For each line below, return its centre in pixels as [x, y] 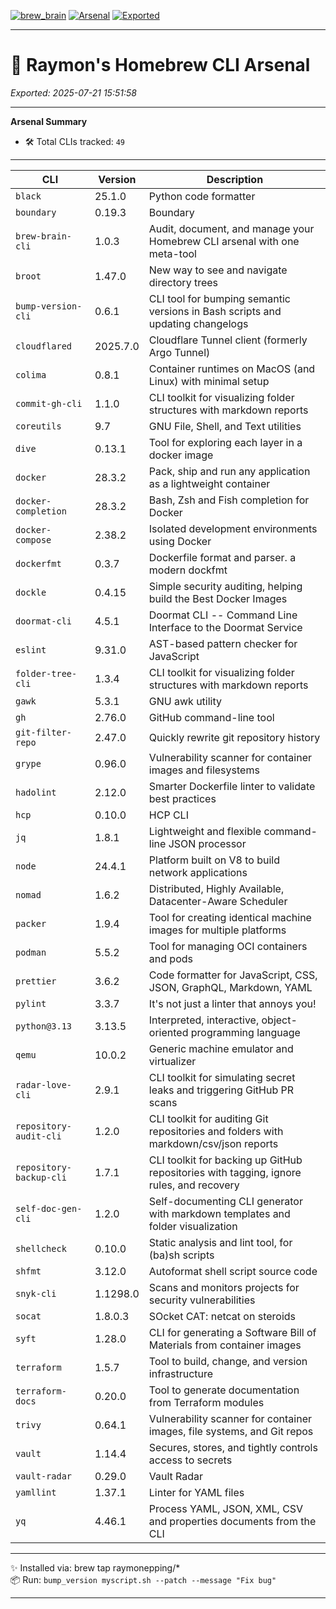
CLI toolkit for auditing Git [208, 1118]
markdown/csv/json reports [213, 1143]
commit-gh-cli [49, 403]
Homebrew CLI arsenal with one [224, 241]
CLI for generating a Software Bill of [232, 1332]
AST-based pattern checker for [223, 643]
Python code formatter [202, 196]
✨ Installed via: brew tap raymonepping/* [95, 1567]
